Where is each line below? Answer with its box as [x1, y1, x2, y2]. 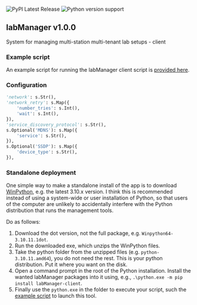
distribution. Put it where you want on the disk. [14, 261, 128, 268]
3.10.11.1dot [14, 237, 47, 243]
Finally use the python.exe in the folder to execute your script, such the [14, 286, 187, 293]
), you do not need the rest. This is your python [49, 255, 163, 262]
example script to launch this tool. [14, 292, 97, 300]
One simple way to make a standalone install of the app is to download [6, 182, 178, 189]
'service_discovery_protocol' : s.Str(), [6, 121, 107, 128]
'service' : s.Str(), [16, 132, 67, 138]
